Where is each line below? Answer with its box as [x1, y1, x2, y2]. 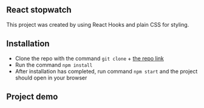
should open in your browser [15, 74, 87, 81]
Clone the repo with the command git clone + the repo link [15, 55, 164, 62]
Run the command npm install [15, 61, 93, 69]
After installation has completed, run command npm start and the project [15, 67, 198, 75]
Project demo [6, 92, 58, 102]
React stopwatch [6, 5, 72, 15]
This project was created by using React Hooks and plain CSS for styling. [6, 21, 189, 28]
